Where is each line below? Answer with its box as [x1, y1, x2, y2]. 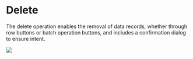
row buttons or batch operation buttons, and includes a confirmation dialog [6, 29, 187, 36]
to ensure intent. [6, 35, 45, 42]
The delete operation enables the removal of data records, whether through [6, 23, 188, 30]
